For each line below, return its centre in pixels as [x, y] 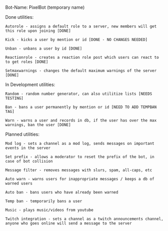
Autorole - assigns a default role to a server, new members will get [81, 26]
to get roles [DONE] [27, 62]
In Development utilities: [30, 85]
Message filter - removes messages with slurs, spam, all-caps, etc [79, 170]
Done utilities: [19, 17]
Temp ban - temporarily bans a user [44, 201]
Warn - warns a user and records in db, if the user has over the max [81, 121]
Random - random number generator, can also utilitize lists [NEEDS [79, 94]
